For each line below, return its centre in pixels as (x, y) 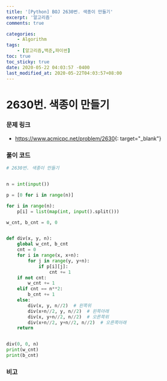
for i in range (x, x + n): (48, 256)
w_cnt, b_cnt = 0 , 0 (32, 222)
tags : (13, 45)
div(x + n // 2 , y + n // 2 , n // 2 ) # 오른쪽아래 (77, 323)
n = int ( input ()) (28, 184)
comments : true (25, 23)
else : (24, 300)
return (25, 328)
